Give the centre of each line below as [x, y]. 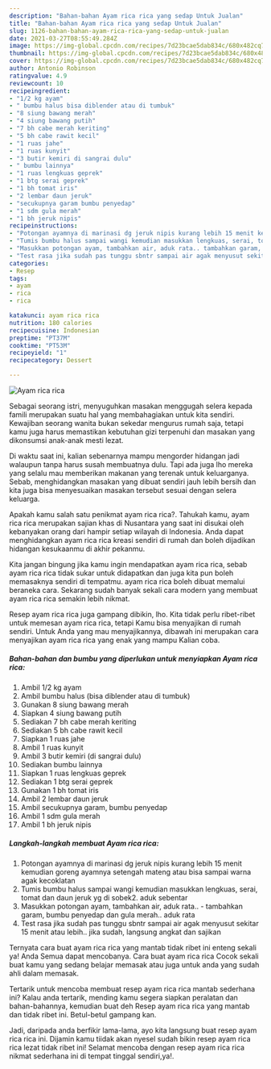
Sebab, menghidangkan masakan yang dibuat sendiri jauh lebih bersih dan [133, 482]
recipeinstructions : [44, 226]
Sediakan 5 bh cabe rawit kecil [72, 730]
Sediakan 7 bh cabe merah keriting [78, 721]
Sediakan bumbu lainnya [62, 764]
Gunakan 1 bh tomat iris [60, 790]
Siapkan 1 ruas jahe [53, 738]
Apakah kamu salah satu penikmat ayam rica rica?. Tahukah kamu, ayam [129, 514]
